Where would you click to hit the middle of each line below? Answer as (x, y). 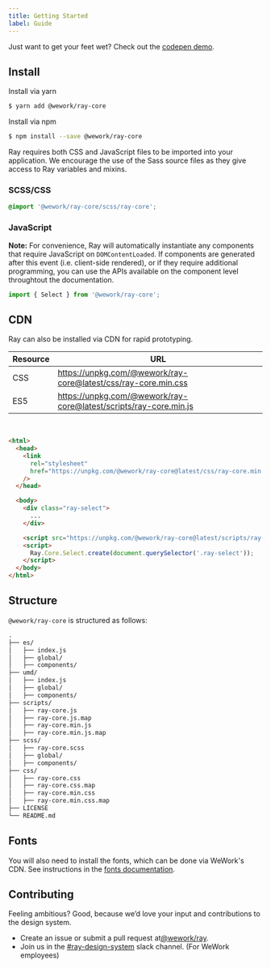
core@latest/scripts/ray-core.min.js (125, 406)
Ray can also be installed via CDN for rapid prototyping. (101, 339)
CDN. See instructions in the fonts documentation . (92, 869)
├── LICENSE (28, 809)
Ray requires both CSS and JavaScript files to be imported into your (121, 152)
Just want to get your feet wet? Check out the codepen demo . (112, 46)
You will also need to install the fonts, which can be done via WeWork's (126, 860)
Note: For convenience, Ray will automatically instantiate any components (131, 245)
